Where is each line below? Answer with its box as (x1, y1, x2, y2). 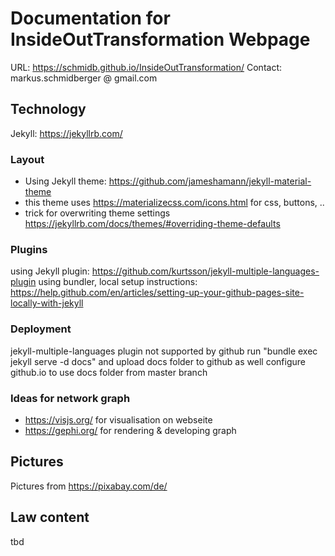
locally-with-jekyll (10, 297, 84, 309)
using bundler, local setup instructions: (38, 276, 198, 288)
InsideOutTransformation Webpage (10, 28, 311, 51)
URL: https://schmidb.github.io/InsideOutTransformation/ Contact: (10, 61, 282, 73)
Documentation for (10, 7, 171, 30)
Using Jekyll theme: (24, 175, 107, 187)
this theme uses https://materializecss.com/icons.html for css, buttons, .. (24, 197, 325, 209)
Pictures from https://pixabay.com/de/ (10, 480, 168, 492)
